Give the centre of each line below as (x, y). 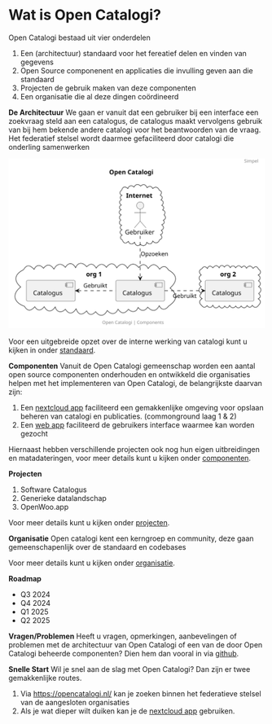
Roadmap (25, 579)
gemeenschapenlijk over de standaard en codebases (97, 547)
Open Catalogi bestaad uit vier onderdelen (79, 37)
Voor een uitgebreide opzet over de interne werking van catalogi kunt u (128, 342)
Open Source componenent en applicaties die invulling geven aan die (137, 70)
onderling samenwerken (49, 147)
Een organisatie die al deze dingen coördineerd (99, 96)
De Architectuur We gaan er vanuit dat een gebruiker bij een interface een (134, 112)
